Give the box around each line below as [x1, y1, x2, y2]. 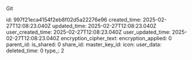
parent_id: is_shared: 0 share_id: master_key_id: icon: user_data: [6, 41, 162, 48]
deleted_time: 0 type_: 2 [6, 47, 65, 54]
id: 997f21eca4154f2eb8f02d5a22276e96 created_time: [6, 16, 142, 23]
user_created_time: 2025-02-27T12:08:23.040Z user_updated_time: [6, 29, 171, 36]
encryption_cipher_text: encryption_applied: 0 [61, 35, 172, 41]
